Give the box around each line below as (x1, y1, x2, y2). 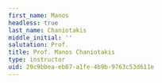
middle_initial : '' (8, 33, 73, 42)
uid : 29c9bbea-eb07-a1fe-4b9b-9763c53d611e (8, 63, 155, 71)
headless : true (8, 19, 59, 27)
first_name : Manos (8, 11, 69, 20)
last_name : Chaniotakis (8, 26, 87, 34)
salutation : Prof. (8, 41, 69, 49)
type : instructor (8, 56, 66, 64)
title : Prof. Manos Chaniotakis (8, 48, 115, 56)
